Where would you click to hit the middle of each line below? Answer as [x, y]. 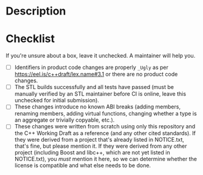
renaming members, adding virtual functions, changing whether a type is [105, 114]
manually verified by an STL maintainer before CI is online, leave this [100, 94]
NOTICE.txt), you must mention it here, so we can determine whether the [105, 159]
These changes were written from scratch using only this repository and [105, 127]
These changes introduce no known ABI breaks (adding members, [97, 107]
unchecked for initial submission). [57, 101]
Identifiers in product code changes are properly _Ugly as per [91, 67]
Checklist [30, 39]
